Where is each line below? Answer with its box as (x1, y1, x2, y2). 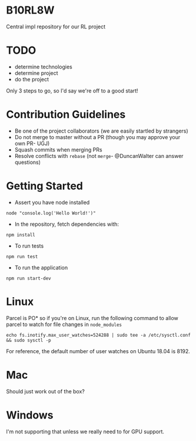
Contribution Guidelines (6, 108, 126, 121)
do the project (14, 75, 49, 83)
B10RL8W (6, 4, 55, 17)
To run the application (14, 264, 68, 271)
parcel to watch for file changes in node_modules (6, 321, 122, 328)
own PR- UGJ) (14, 140, 50, 147)
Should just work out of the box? (6, 387, 85, 395)
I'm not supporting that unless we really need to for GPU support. (6, 428, 165, 435)
